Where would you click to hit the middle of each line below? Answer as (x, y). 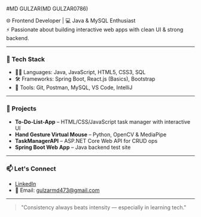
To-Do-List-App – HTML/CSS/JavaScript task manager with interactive (103, 121)
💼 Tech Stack (26, 59)
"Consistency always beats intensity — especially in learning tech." (103, 207)
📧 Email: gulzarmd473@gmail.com (57, 190)
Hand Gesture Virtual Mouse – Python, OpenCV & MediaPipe (91, 135)
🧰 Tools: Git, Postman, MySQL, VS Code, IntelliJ (74, 88)
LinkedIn (25, 184)
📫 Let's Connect (31, 169)
